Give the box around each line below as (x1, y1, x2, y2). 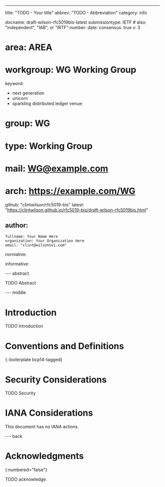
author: (5, 221, 28, 229)
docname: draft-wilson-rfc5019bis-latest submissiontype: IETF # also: (5, 19, 147, 25)
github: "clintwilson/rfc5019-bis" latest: (5, 201, 84, 207)
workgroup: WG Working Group (5, 65, 137, 75)
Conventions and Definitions (5, 340, 124, 352)
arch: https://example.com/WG (5, 185, 136, 196)
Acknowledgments (5, 451, 84, 462)
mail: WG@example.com (5, 163, 109, 174)
